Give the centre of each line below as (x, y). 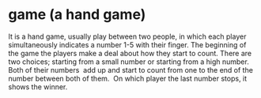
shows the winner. (38, 87)
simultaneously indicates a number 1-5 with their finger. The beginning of (127, 44)
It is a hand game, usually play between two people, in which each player (127, 36)
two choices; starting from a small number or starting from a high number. (129, 62)
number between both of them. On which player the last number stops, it (128, 78)
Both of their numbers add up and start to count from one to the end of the (130, 70)
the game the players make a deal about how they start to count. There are (130, 53)
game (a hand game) (77, 15)
